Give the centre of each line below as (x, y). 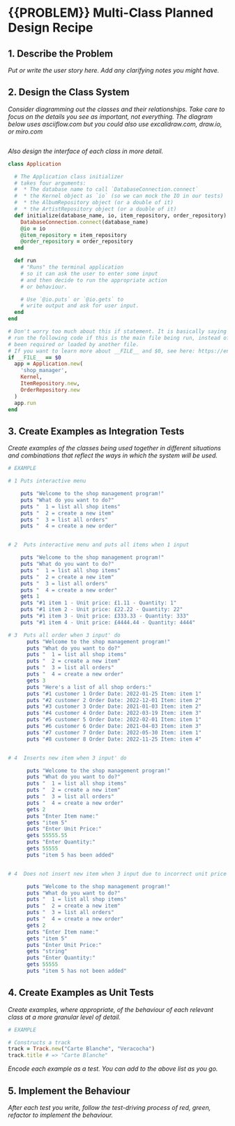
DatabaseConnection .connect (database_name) (85, 222)
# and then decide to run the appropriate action (94, 280)
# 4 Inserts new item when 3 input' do (68, 758)
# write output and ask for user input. (80, 306)
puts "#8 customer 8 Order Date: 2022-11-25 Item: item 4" (114, 739)
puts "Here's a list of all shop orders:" (89, 687)
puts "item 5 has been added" (70, 855)
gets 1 (30, 597)
